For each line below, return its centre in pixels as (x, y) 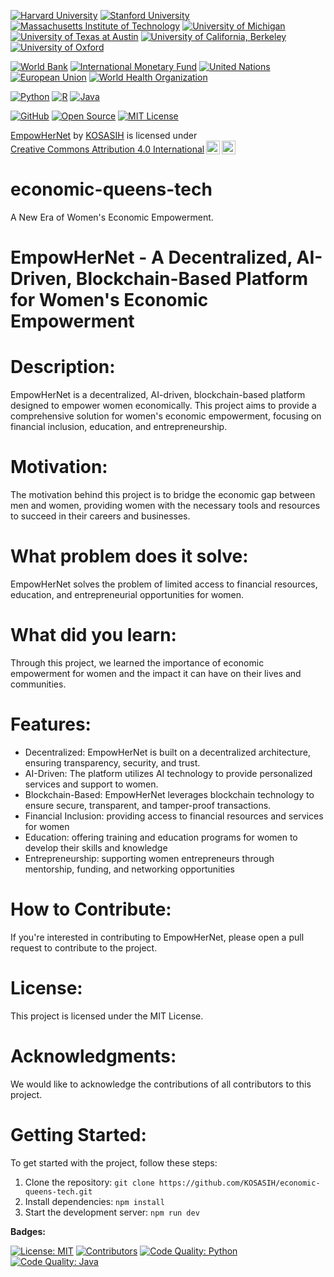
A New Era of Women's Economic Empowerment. (112, 217)
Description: (63, 367)
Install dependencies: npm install (94, 1201)
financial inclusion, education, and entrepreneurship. (119, 427)
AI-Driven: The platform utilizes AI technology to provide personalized (168, 773)
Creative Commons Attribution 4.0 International (107, 149)
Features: (51, 724)
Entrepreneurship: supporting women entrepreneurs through (149, 858)
